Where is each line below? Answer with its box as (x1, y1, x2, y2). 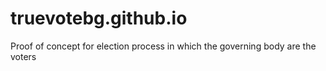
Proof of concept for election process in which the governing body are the (10, 40, 317, 52)
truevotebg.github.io (10, 7, 188, 30)
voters (10, 50, 37, 62)
